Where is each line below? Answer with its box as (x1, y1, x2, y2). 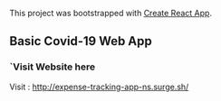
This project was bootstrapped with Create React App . (9, 8, 213, 18)
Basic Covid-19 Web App (9, 33, 152, 49)
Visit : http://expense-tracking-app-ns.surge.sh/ (9, 81, 189, 92)
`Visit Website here (9, 60, 96, 73)
